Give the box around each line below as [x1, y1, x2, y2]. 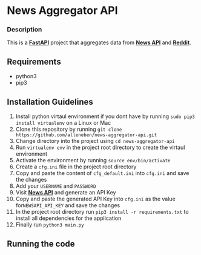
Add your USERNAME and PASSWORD [15, 182, 96, 190]
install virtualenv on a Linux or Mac [15, 119, 111, 127]
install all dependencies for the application [15, 214, 122, 222]
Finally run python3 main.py [15, 221, 84, 228]
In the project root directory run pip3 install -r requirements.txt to [15, 208, 189, 216]
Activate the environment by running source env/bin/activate [15, 157, 171, 164]
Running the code [7, 239, 75, 249]
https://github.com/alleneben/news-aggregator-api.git [15, 132, 157, 138]
